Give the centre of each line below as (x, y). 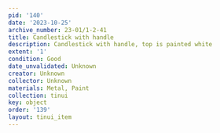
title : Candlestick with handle (61, 37)
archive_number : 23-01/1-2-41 (58, 30)
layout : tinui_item (40, 117)
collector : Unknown (40, 81)
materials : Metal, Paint (49, 88)
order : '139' (29, 110)
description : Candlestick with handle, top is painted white (110, 45)
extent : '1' (27, 52)
